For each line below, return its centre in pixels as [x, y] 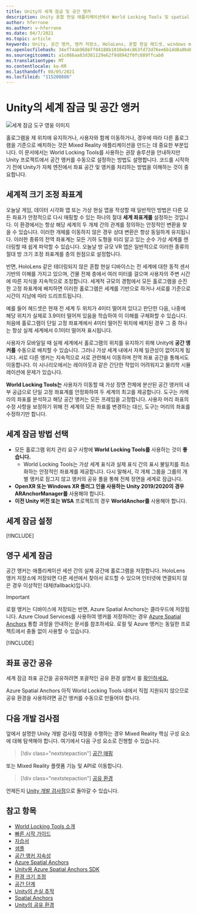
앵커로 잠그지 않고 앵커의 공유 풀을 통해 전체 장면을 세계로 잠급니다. [106, 478]
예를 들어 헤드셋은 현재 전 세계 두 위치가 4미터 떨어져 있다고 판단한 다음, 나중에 [96, 308]
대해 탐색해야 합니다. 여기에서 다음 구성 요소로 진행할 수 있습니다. [86, 741]
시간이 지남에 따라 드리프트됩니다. [45, 296]
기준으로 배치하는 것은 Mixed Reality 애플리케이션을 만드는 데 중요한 [95, 145]
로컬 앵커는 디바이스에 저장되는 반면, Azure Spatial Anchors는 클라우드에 [90, 609]
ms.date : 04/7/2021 [30, 33]
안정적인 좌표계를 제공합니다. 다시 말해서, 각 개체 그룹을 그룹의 [110, 471]
